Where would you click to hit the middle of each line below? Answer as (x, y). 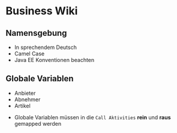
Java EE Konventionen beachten (54, 60)
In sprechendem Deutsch (46, 47)
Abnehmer (27, 99)
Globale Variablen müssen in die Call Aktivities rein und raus (92, 117)
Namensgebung (36, 33)
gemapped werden (37, 123)
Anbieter (25, 93)
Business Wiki (42, 11)
